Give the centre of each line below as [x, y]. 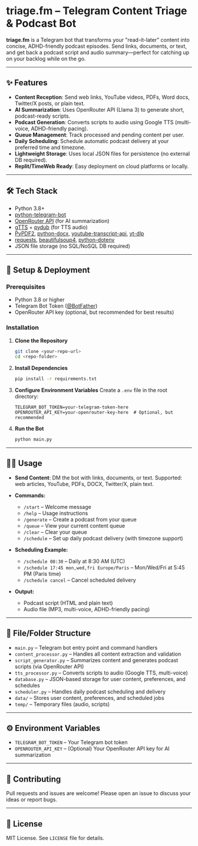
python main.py [33, 440]
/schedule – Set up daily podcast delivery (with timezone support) [103, 538]
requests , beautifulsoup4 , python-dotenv [65, 239]
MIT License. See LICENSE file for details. [55, 838]
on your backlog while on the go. [46, 59]
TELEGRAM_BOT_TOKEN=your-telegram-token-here [71, 407]
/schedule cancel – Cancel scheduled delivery [80, 580]
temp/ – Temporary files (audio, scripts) [62, 704]
